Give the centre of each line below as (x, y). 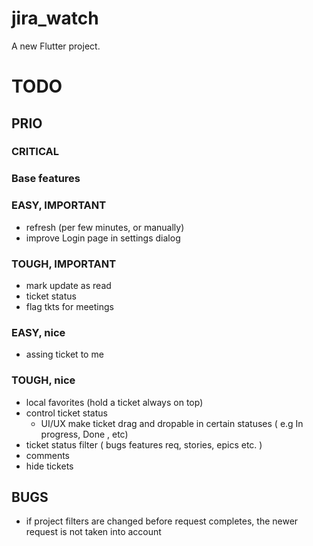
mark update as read (68, 285)
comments (47, 455)
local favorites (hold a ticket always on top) (114, 402)
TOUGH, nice (43, 380)
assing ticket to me (64, 354)
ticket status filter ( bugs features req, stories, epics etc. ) (144, 444)
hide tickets (49, 466)
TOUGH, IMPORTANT (64, 264)
